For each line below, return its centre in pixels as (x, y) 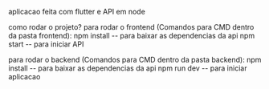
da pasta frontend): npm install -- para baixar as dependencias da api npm (132, 36)
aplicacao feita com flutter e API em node (77, 12)
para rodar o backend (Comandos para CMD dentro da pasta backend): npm (135, 60)
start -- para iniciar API (46, 44)
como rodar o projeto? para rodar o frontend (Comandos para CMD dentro (131, 27)
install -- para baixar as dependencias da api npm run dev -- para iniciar (128, 68)
